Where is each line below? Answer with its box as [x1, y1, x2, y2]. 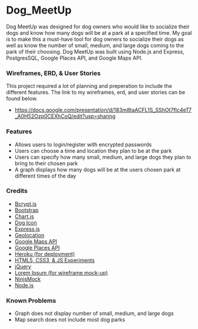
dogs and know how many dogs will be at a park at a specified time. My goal [6, 29, 192, 36]
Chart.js [14, 213, 34, 220]
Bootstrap [14, 206, 39, 213]
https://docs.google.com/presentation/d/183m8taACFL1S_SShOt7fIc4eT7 [14, 107, 192, 114]
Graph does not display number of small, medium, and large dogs [14, 310, 174, 317]
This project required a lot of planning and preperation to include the [6, 83, 173, 90]
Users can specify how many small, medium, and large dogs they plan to [14, 153, 192, 160]
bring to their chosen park [14, 160, 78, 167]
